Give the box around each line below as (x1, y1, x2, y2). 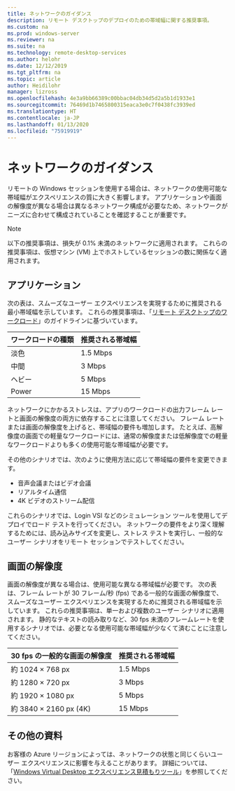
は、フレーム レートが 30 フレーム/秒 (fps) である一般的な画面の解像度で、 (7, 589, 223, 597)
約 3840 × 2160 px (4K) (10, 703, 91, 713)
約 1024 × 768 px (10, 664, 70, 674)
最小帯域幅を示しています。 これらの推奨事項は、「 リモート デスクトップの (7, 308, 222, 316)
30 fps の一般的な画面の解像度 (10, 651, 112, 661)
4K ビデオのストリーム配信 (17, 497, 95, 505)
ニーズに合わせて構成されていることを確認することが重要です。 (7, 211, 190, 219)
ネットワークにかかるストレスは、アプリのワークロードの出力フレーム (7, 406, 210, 414)
